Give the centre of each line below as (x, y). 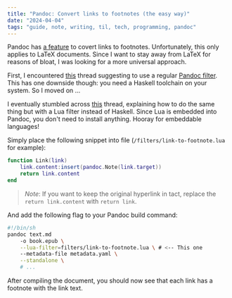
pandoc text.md (30, 234)
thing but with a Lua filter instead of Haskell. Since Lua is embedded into (112, 112)
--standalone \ (42, 261)
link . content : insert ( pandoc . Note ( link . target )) (91, 167)
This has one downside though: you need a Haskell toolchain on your (107, 83)
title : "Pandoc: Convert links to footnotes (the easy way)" (99, 14)
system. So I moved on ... (44, 91)
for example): (27, 148)
